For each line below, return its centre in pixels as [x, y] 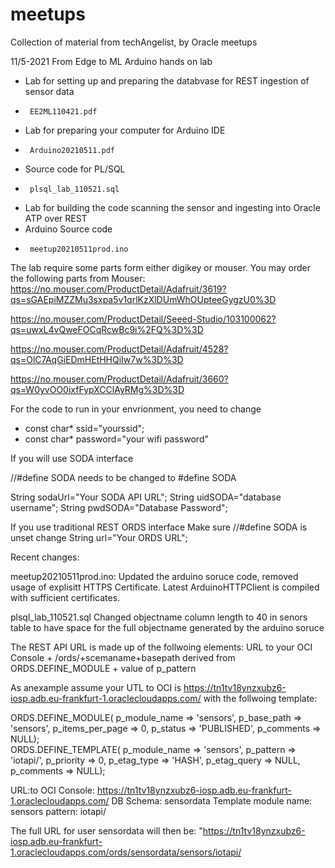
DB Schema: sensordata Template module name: [212, 800]
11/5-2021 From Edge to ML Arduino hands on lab [111, 61]
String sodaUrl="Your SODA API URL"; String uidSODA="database [146, 497]
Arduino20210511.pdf [72, 150]
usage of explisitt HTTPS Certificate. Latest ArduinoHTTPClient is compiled [165, 587]
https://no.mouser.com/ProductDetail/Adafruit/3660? [119, 379]
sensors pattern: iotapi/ [58, 811]
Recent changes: [45, 557]
